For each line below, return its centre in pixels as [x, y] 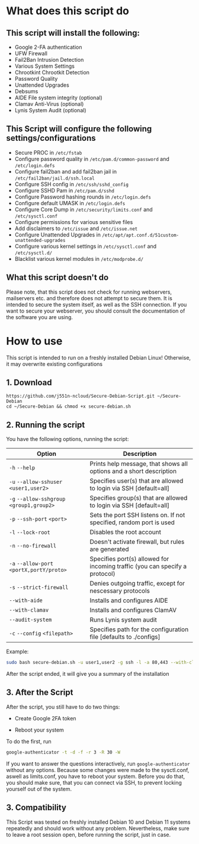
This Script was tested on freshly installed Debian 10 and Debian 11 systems [98, 822]
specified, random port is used [132, 522]
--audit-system [31, 620]
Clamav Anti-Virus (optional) [49, 104]
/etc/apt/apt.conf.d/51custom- [140, 235]
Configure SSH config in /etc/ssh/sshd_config [72, 184]
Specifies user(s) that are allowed [137, 481]
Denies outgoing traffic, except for [137, 584]
